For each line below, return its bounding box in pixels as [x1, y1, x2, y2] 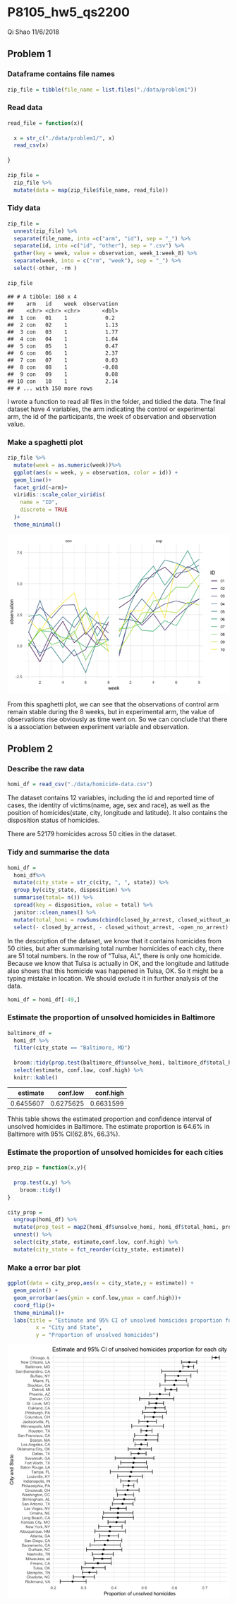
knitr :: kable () [13, 1074, 59, 1081]
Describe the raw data [7, 764, 85, 774]
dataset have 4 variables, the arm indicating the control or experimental [7, 405, 215, 413]
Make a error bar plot [7, 1263, 81, 1273]
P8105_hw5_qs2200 [7, 4, 130, 20]
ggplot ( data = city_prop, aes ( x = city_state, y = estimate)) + [7, 1280, 194, 1287]
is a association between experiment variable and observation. [7, 722, 190, 730]
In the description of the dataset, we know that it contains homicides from [7, 936, 222, 945]
